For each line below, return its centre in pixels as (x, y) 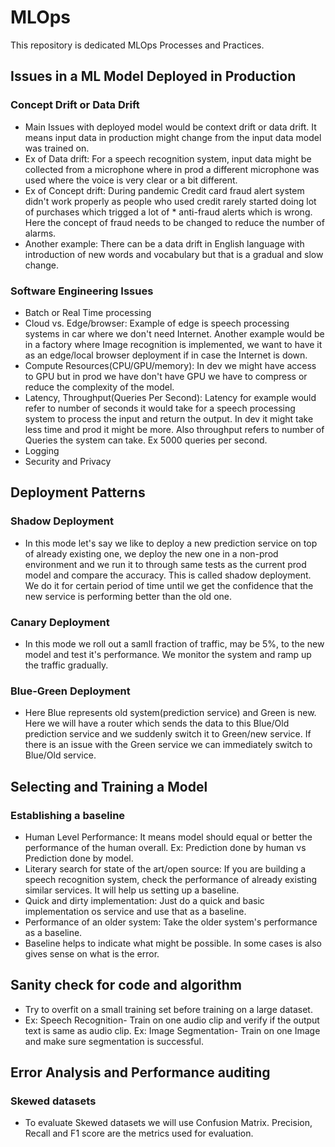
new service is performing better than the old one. (128, 596)
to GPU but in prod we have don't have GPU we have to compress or (166, 376)
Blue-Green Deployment (70, 691)
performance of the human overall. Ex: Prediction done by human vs (165, 847)
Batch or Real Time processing (88, 312)
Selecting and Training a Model (109, 786)
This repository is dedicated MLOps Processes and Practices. (137, 45)
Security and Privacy (68, 461)
